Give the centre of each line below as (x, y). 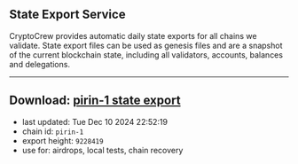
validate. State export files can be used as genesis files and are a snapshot (146, 45)
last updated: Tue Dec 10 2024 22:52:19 (95, 121)
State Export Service (67, 15)
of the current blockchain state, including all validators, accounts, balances (146, 55)
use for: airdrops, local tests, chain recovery (102, 150)
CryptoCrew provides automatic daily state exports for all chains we (133, 35)
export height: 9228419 (63, 140)
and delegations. (40, 64)
